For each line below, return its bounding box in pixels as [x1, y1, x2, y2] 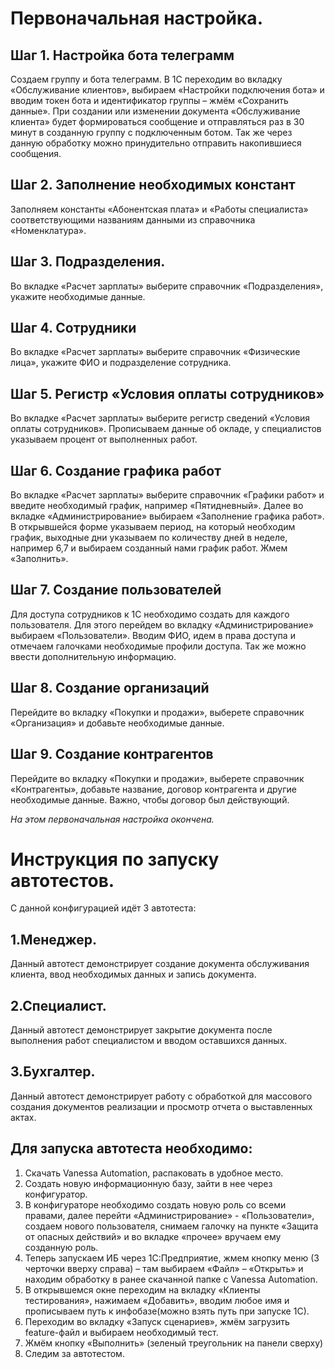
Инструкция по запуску [10, 848, 220, 871]
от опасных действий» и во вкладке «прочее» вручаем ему [24, 1230, 282, 1242]
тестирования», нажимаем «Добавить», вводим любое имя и [24, 1294, 290, 1306]
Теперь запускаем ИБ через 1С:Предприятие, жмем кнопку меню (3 [24, 1252, 320, 1264]
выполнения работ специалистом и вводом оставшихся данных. [10, 1035, 288, 1047]
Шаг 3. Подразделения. [10, 253, 166, 271]
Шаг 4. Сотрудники [10, 320, 137, 337]
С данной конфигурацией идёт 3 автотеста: [10, 902, 197, 914]
